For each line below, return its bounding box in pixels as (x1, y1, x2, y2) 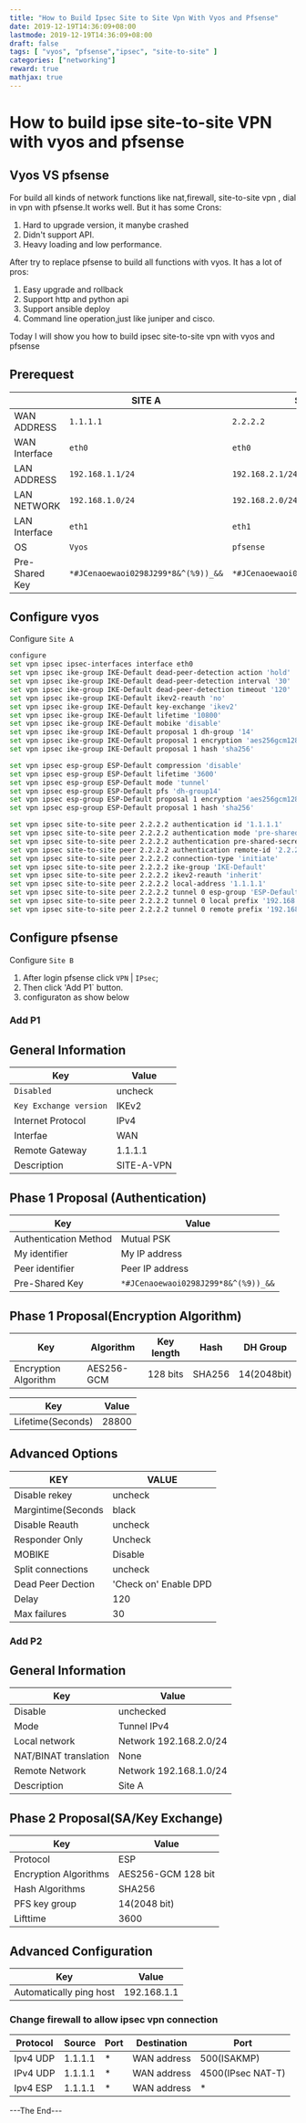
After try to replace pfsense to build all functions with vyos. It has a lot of (9, 257, 282, 268)
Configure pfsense (9, 930, 118, 946)
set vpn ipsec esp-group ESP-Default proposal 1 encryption (9, 795, 243, 804)
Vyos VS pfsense (9, 168, 109, 184)
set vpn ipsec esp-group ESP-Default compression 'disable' (9, 761, 243, 770)
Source (63, 2037, 97, 2050)
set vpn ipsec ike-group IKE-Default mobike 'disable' (9, 719, 222, 729)
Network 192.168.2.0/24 (117, 1735, 228, 1748)
